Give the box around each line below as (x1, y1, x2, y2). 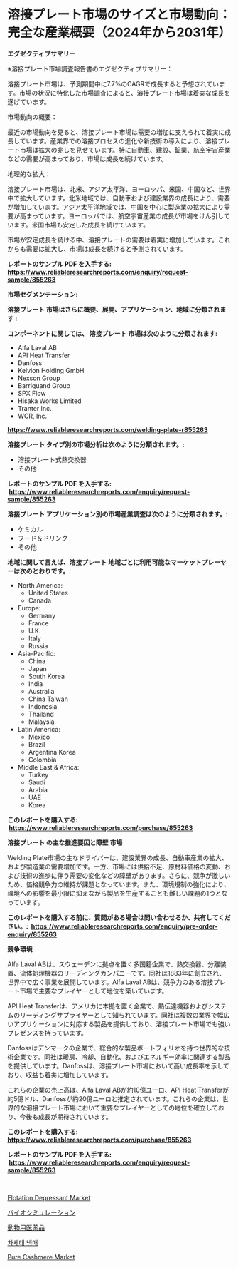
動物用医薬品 (7, 1223, 45, 1232)
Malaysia (28, 717, 55, 726)
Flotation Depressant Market (7, 1193, 91, 1202)
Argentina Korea (28, 747, 76, 756)
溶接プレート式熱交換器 (17, 455, 87, 464)
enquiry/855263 (7, 930, 57, 939)
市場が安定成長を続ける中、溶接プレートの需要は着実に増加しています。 (7, 235, 219, 244)
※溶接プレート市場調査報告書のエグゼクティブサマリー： (7, 64, 173, 73)
